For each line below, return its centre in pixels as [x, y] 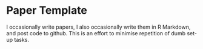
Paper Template [47, 10]
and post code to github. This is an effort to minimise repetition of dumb [96, 33]
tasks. [22, 39]
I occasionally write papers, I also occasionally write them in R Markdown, [98, 27]
